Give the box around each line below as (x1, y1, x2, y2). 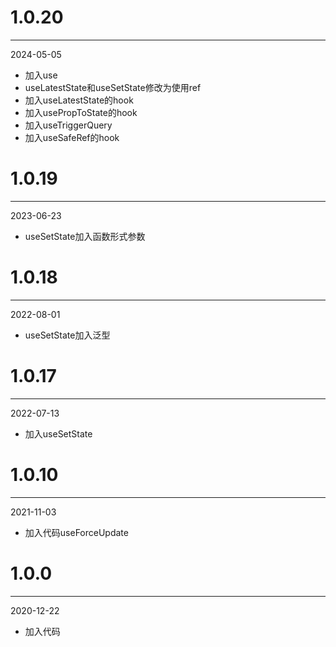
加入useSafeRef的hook (24, 131, 120, 143)
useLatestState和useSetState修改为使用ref (24, 81, 202, 93)
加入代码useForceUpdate (24, 526, 129, 538)
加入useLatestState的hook (24, 94, 134, 106)
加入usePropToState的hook (24, 106, 138, 118)
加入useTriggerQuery (24, 119, 113, 131)
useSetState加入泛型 (24, 329, 111, 341)
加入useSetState (24, 427, 93, 440)
